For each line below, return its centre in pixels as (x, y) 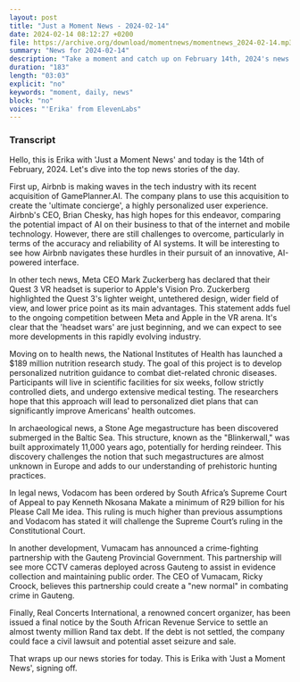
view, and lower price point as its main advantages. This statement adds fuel (150, 308)
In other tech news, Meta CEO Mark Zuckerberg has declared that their (140, 279)
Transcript (33, 140)
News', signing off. (43, 668)
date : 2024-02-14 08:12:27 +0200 (71, 34)
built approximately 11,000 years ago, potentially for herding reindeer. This (146, 446)
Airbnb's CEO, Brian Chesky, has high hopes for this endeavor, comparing (145, 214)
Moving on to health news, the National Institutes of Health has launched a (146, 353)
